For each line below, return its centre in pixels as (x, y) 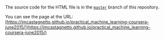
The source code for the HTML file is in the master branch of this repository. (82, 7)
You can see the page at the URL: (39, 17)
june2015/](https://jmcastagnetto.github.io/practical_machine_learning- (78, 27)
